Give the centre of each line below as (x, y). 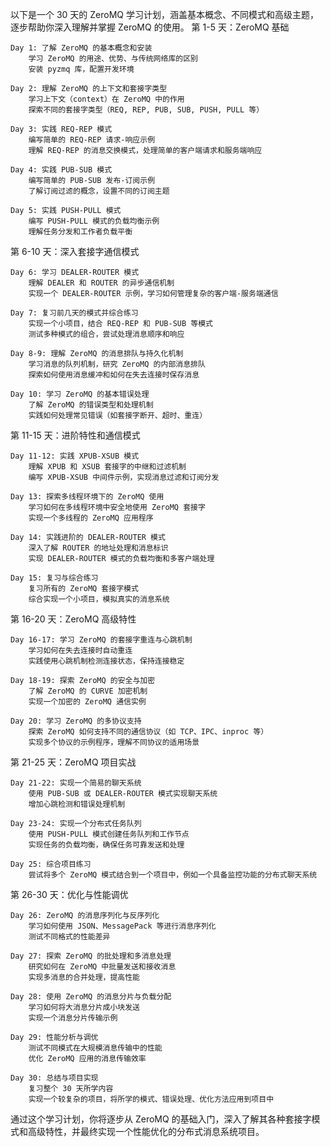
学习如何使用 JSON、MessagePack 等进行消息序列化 (122, 926)
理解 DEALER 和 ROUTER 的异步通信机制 (101, 283)
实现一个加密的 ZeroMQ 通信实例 (87, 702)
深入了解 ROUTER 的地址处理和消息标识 (98, 548)
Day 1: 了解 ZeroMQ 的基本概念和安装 (81, 48)
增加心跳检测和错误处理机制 (77, 804)
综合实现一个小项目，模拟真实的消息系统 (99, 599)
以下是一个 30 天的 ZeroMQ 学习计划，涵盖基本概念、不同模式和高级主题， (164, 14)
